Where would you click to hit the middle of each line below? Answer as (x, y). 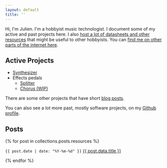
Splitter (27, 83)
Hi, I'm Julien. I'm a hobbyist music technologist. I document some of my (80, 29)
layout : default (22, 10)
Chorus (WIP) (34, 89)
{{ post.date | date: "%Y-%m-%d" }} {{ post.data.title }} (63, 151)
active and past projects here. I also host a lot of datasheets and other (77, 34)
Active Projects (30, 60)
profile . (13, 113)
